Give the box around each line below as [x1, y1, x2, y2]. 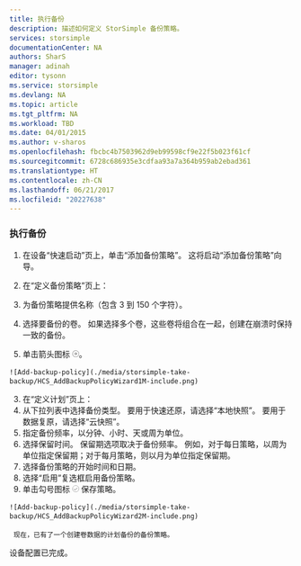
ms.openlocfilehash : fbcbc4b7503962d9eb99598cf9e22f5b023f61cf [9, 148, 252, 157]
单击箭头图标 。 [22, 348, 87, 359]
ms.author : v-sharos [9, 138, 87, 148]
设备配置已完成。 [9, 547, 73, 558]
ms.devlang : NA [9, 90, 66, 99]
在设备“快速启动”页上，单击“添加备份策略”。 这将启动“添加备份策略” [22, 249, 274, 260]
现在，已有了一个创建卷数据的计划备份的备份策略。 [13, 530, 174, 539]
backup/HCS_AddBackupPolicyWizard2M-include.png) [9, 511, 199, 521]
